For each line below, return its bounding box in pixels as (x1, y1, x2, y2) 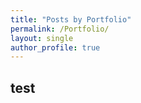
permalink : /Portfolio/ (10, 24, 110, 34)
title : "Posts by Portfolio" (10, 14, 132, 25)
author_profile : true (10, 42, 101, 53)
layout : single (10, 33, 74, 43)
